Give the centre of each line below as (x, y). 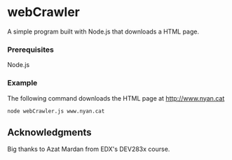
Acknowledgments (50, 132)
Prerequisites (30, 50)
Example (22, 83)
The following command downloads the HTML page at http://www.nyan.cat (116, 98)
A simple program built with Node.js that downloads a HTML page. (103, 31)
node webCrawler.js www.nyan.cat (56, 111)
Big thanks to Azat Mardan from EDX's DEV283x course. (89, 149)
